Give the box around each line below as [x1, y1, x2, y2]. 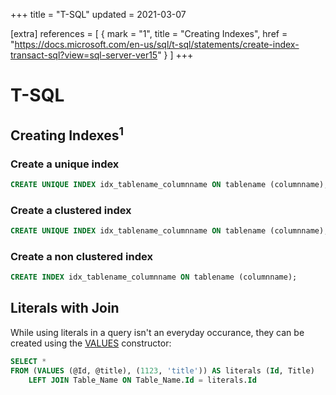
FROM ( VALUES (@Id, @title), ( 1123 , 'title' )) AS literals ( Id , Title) [10, 365, 315, 376]
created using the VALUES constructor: [10, 337, 172, 349]
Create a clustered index [10, 203, 132, 217]
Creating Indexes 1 [10, 124, 125, 144]
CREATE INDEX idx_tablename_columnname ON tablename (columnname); [10, 272, 298, 283]
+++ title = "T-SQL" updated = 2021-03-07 [10, 9, 187, 20]
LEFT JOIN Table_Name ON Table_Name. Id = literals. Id [28, 375, 257, 385]
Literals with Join [10, 300, 120, 317]
